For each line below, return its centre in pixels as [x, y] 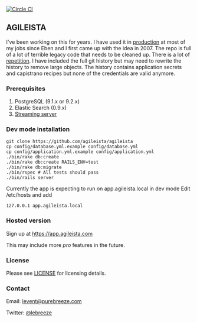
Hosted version [29, 220]
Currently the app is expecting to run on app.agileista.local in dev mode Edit [98, 188]
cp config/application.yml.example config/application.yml [80, 152]
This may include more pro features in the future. [65, 245]
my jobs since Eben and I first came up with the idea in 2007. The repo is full [99, 48]
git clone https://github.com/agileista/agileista [70, 142]
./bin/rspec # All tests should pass [52, 173]
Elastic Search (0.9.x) [40, 108]
